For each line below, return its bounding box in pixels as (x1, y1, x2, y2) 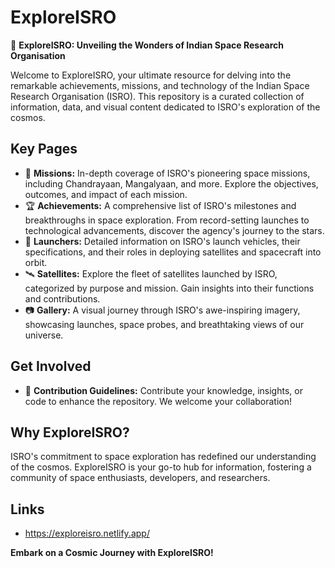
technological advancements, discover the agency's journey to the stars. (24, 224, 325, 236)
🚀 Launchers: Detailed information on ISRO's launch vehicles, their (24, 235, 301, 247)
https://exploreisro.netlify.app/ (24, 527, 150, 540)
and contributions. (24, 292, 101, 305)
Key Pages (10, 141, 78, 158)
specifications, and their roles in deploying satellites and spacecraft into (24, 246, 322, 258)
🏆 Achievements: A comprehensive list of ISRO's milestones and (24, 199, 297, 211)
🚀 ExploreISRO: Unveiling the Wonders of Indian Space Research (10, 39, 285, 51)
